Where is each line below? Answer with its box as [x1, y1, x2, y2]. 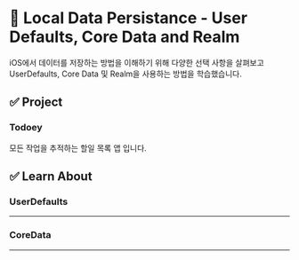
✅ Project [9, 95, 63, 110]
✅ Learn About [9, 169, 93, 185]
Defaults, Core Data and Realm [9, 27, 240, 47]
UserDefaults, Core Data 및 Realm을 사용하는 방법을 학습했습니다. [9, 68, 242, 79]
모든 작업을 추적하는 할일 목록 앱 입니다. [9, 142, 147, 154]
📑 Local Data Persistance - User [9, 8, 247, 28]
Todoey [9, 122, 43, 134]
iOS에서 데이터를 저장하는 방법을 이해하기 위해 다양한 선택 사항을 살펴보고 [9, 57, 264, 67]
